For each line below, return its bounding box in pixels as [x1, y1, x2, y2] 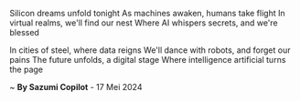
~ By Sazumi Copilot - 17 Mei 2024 [9, 82, 143, 92]
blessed [9, 27, 39, 37]
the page [9, 64, 44, 75]
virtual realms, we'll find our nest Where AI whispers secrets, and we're [9, 17, 278, 28]
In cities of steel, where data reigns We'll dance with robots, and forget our [9, 45, 291, 56]
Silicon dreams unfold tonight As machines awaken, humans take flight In [9, 8, 285, 18]
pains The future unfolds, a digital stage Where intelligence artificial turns [9, 55, 286, 65]
